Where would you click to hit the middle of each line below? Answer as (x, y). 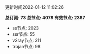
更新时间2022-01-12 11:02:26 (34, 7)
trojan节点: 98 (26, 46)
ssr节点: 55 (24, 34)
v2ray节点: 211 (27, 40)
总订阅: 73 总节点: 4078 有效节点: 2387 (45, 18)
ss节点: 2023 (26, 28)
